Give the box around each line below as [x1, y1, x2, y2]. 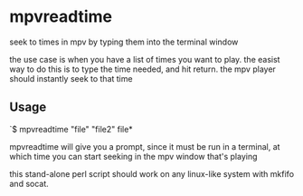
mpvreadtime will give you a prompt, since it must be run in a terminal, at [9, 141, 280, 152]
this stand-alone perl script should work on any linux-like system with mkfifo [9, 168, 295, 179]
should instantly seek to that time [9, 73, 133, 83]
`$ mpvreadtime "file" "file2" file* [9, 123, 133, 134]
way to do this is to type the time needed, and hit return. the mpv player [9, 64, 276, 74]
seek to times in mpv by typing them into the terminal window [9, 36, 239, 47]
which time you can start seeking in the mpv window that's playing [9, 151, 258, 162]
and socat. [9, 178, 50, 189]
